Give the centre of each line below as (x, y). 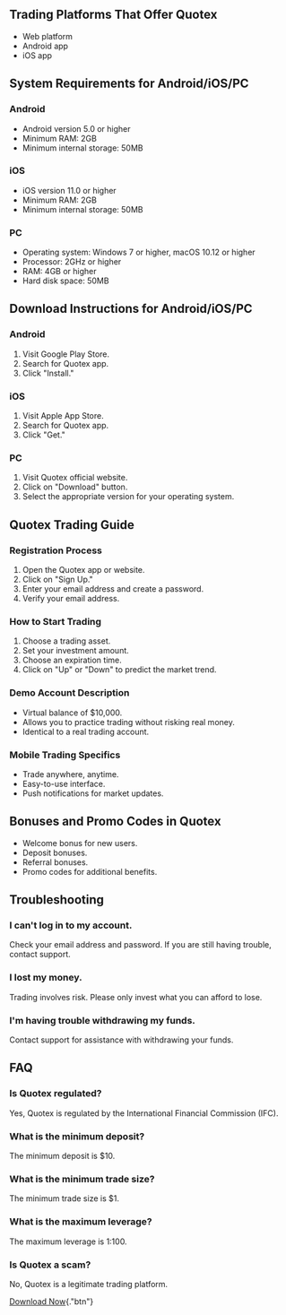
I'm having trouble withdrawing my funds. (102, 1020)
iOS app (37, 55)
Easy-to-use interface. (64, 783)
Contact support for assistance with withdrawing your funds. (121, 1040)
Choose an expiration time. (72, 660)
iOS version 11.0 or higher (69, 190)
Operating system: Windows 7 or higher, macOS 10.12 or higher (139, 252)
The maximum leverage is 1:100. (68, 1241)
